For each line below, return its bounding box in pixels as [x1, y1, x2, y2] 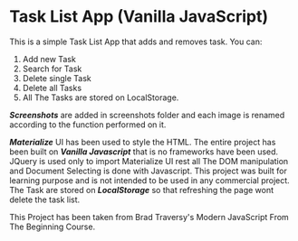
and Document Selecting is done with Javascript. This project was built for [9, 165, 287, 176]
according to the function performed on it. [9, 119, 167, 130]
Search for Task [22, 63, 82, 74]
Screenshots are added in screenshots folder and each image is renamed [9, 109, 285, 120]
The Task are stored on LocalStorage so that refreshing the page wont [9, 184, 274, 195]
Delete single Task [22, 72, 92, 83]
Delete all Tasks [22, 82, 82, 93]
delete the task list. [9, 194, 81, 205]
